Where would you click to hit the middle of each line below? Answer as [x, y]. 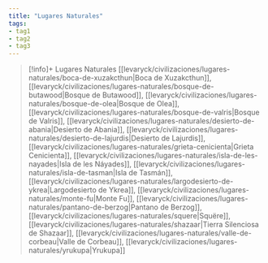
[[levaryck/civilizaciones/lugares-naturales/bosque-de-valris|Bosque [144, 112]
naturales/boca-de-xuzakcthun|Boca [90, 78]
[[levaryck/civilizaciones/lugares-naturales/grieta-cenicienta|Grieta [141, 147]
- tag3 [19, 46]
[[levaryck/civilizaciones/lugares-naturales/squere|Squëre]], [130, 216]
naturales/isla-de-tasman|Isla [78, 173]
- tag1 [19, 31]
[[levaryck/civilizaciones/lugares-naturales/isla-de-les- [166, 156]
